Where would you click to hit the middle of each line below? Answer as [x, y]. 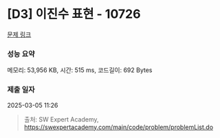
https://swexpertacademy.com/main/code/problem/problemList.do [119, 127]
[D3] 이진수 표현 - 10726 [74, 14]
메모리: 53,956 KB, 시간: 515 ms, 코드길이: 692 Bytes [80, 70]
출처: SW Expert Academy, [61, 119]
